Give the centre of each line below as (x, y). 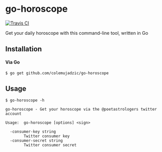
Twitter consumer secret (50, 145)
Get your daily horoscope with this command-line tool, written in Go (77, 33)
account (14, 114)
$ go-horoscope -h (25, 100)
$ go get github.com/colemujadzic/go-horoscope (57, 73)
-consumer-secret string (36, 141)
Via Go (13, 62)
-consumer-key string (33, 132)
